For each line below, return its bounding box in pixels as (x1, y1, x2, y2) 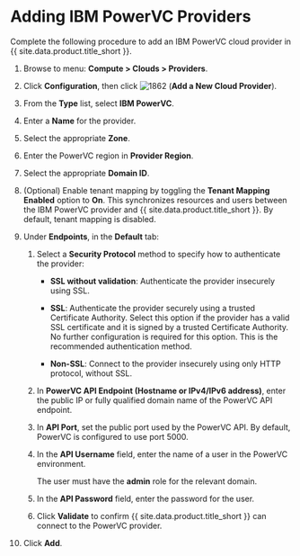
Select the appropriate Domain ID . (22, 167, 150, 178)
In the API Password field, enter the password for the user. (36, 493, 255, 504)
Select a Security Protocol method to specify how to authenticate (36, 248, 281, 259)
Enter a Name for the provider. (22, 115, 137, 126)
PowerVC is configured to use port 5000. (36, 431, 190, 442)
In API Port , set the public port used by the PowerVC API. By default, (36, 421, 291, 433)
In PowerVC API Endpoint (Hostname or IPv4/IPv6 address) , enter (36, 385, 287, 396)
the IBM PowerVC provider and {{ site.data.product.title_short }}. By (22, 204, 274, 215)
